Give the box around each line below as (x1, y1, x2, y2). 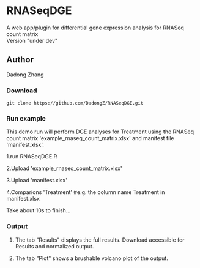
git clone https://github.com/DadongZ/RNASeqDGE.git (6, 100, 144, 106)
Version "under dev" (6, 37, 58, 44)
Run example (6, 114, 46, 122)
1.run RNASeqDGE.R (6, 153, 57, 160)
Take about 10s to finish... (6, 207, 71, 214)
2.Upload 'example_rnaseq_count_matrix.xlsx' (6, 165, 122, 172)
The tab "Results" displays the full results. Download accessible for (15, 236, 185, 244)
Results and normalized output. (15, 242, 94, 250)
